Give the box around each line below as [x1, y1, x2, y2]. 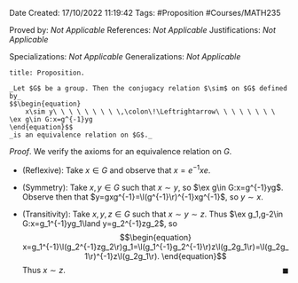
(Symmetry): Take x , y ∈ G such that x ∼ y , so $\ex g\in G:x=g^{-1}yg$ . [21, 182, 284, 193]
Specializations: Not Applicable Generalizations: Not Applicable [9, 51, 241, 61]
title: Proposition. [9, 68, 86, 77]
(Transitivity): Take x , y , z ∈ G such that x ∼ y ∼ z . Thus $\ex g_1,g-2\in [21, 208, 284, 219]
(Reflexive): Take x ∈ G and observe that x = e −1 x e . [21, 163, 211, 176]
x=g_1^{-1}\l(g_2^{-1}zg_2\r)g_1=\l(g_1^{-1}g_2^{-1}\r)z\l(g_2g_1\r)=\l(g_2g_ [21, 241, 289, 252]
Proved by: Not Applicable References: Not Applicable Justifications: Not [9, 25, 277, 35]
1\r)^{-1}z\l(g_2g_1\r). [83, 250, 160, 261]
